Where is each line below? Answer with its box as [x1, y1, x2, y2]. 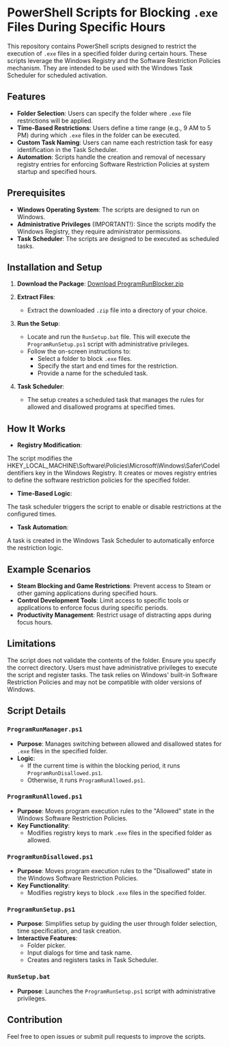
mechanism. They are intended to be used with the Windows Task [7, 64, 193, 72]
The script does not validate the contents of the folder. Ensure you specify [7, 656, 217, 664]
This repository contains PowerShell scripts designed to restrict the [7, 42, 197, 50]
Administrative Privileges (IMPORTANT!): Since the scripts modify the [16, 220, 217, 228]
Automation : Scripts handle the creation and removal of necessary [16, 153, 206, 161]
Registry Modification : [16, 441, 82, 449]
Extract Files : [16, 293, 56, 301]
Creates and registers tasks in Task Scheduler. [27, 956, 159, 964]
